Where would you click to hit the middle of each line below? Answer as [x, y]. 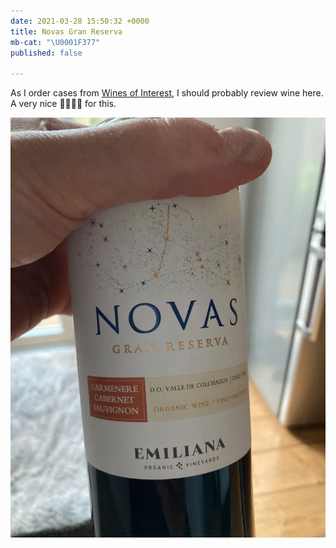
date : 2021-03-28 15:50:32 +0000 [80, 21]
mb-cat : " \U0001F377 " [55, 42]
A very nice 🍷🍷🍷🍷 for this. [63, 104]
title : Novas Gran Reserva [66, 31]
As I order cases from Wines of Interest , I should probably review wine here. [167, 93]
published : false [46, 53]
